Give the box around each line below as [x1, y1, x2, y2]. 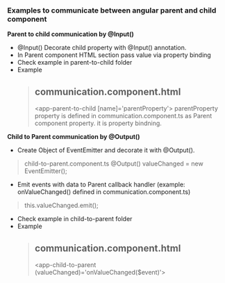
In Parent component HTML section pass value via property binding [17, 51, 212, 59]
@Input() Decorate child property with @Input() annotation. [17, 44, 187, 52]
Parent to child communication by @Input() [7, 30, 134, 38]
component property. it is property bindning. [34, 119, 162, 127]
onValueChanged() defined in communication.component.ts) [17, 188, 191, 196]
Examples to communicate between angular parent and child [7, 6, 217, 15]
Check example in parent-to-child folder [17, 58, 133, 67]
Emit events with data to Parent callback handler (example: [17, 180, 185, 189]
